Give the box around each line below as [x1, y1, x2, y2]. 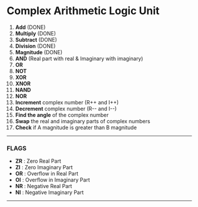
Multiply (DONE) [15, 29, 56, 37]
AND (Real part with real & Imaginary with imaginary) [15, 55, 143, 62]
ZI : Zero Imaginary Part [15, 164, 73, 171]
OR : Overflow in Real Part [15, 170, 79, 178]
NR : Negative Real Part [15, 183, 72, 190]
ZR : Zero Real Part [15, 157, 61, 165]
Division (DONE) [15, 42, 56, 50]
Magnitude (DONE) [15, 48, 63, 55]
